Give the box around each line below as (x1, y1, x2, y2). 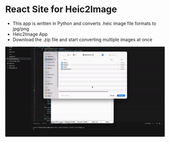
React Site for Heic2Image (5, 4, 117, 15)
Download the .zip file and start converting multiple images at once (12, 37, 153, 43)
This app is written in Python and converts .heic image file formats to (12, 20, 156, 26)
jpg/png (12, 25, 29, 31)
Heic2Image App (12, 31, 48, 37)
